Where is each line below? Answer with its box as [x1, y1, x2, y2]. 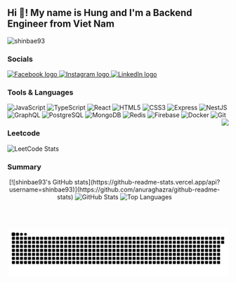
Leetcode [7, 128, 41, 138]
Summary [7, 162, 42, 172]
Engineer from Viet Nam [7, 18, 114, 30]
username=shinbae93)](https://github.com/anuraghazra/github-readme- [9, 185, 220, 194]
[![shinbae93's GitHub [8, 178, 73, 186]
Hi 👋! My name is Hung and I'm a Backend [7, 7, 192, 19]
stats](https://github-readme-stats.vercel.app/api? [74, 178, 221, 186]
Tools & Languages [7, 88, 74, 98]
